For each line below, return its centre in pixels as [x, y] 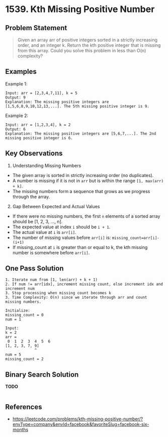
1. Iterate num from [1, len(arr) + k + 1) [52, 280]
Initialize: [18, 311]
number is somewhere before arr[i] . [51, 252]
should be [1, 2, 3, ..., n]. [37, 221]
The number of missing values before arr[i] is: [62, 237]
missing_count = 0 [24, 315]
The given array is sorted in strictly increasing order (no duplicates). [83, 175]
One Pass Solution [34, 268]
